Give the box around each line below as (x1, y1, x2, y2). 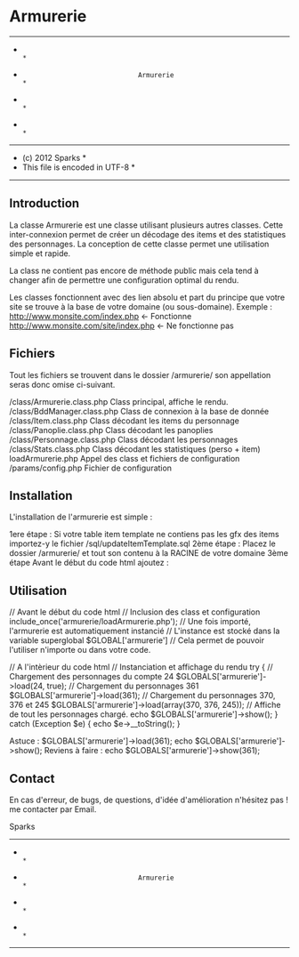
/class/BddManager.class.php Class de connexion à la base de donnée (9, 406, 270, 416)
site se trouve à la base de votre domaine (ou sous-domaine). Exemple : (9, 301, 273, 312)
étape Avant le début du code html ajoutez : (9, 558, 169, 568)
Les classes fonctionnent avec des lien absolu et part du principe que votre (9, 292, 286, 302)
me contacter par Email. (9, 804, 97, 815)
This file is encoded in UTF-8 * (21, 162, 136, 173)
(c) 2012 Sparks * (21, 152, 87, 163)
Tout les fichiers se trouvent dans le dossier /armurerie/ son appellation (9, 369, 271, 380)
